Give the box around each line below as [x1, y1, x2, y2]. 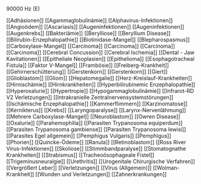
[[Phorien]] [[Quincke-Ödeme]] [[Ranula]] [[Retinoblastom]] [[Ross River [6, 139, 186, 145]
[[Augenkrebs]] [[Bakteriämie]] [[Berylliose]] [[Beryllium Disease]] [6, 30, 171, 37]
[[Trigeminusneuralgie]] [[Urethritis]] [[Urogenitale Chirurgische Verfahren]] [6, 158, 196, 165]
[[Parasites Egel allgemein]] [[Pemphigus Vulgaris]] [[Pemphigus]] [6, 132, 171, 139]
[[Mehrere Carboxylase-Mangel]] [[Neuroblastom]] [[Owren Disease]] [6, 113, 180, 120]
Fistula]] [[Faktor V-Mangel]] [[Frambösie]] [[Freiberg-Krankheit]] [6, 62, 170, 69]
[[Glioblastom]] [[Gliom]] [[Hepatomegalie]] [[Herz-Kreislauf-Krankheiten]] [6, 75, 193, 81]
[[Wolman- [153, 164, 180, 171]
